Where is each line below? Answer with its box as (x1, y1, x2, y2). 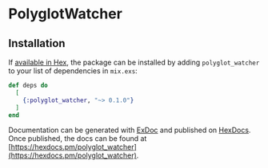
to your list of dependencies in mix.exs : (8, 66, 138, 76)
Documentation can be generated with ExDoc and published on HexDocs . (8, 125, 251, 135)
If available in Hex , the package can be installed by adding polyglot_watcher (8, 57, 260, 67)
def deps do (8, 81, 48, 89)
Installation (8, 37, 66, 50)
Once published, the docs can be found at (8, 134, 147, 143)
